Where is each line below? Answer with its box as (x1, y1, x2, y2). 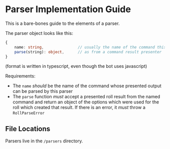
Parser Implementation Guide (5, 4, 131, 15)
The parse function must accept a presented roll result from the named (12, 94, 160, 100)
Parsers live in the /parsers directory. (5, 138, 83, 144)
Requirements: (5, 73, 35, 79)
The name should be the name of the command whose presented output (12, 83, 162, 89)
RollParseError (12, 110, 45, 116)
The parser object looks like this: (5, 30, 73, 36)
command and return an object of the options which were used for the (12, 99, 159, 105)
